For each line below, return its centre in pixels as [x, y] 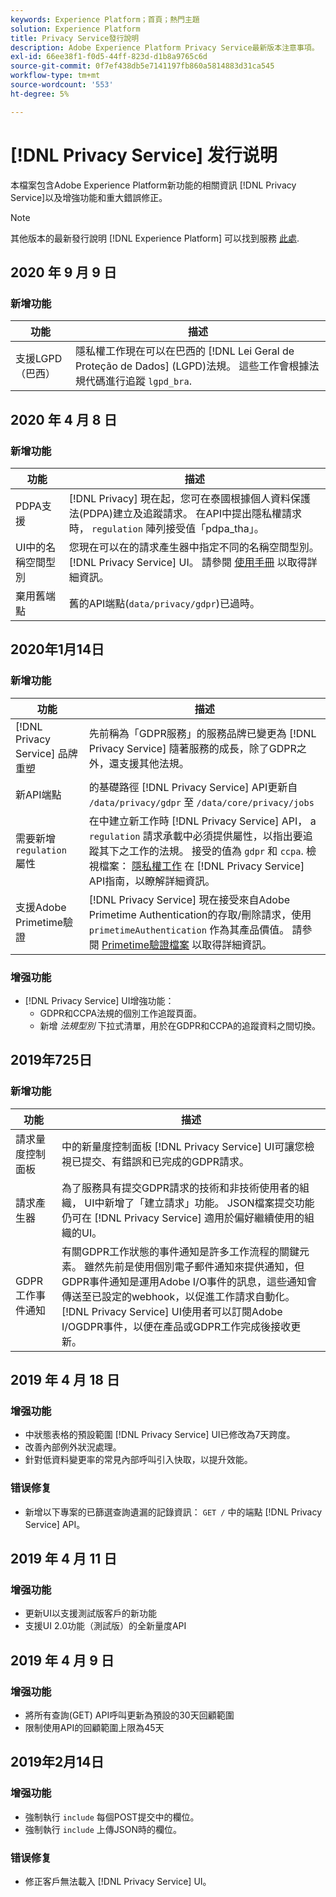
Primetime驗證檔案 [145, 944]
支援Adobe [41, 907]
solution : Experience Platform [75, 29]
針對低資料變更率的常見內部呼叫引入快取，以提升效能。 [138, 1460]
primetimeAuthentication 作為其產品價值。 [189, 929]
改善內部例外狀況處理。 [73, 1447]
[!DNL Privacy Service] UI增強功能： [99, 1000]
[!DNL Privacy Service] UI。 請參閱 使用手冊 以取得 [188, 562]
